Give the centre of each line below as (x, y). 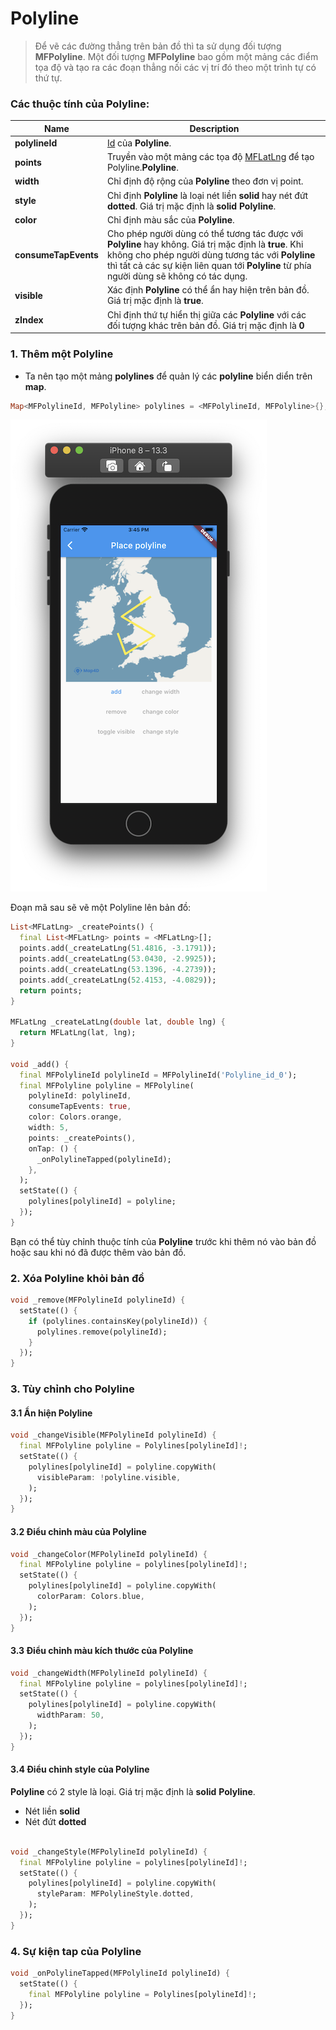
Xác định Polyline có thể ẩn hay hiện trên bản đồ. (208, 290)
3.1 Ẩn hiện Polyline (51, 1413)
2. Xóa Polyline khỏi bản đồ (77, 1278)
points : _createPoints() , (82, 1138)
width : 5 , (49, 1128)
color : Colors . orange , (75, 1117)
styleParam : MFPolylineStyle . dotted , (115, 1894)
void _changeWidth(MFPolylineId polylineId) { (109, 1673)
